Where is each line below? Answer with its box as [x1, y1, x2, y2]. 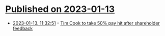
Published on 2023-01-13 [5, 3, 115, 15]
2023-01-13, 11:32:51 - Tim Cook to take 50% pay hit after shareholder [12, 20, 160, 26]
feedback [12, 25, 33, 31]
